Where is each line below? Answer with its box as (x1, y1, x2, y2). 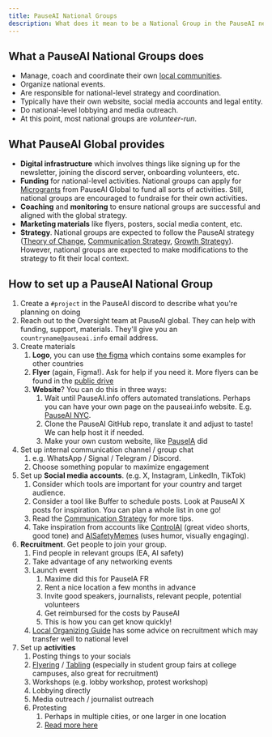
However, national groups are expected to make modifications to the (19, 245, 249, 255)
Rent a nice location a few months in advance (44, 582, 197, 592)
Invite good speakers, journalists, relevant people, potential (44, 590, 242, 600)
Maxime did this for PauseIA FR (44, 573, 149, 583)
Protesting (32, 702, 67, 713)
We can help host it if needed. (44, 427, 145, 437)
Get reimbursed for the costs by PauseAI (44, 608, 181, 618)
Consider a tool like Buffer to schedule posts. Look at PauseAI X (32, 496, 245, 506)
